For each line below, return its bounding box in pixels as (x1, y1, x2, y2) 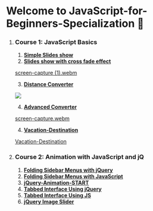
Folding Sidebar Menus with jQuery (23, 166, 113, 174)
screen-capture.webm (14, 115, 70, 122)
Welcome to (6, 4, 67, 18)
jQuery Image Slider (23, 198, 74, 205)
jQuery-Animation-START (23, 179, 89, 186)
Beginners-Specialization (6, 17, 135, 30)
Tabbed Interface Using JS (23, 191, 91, 199)
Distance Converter (23, 81, 74, 88)
